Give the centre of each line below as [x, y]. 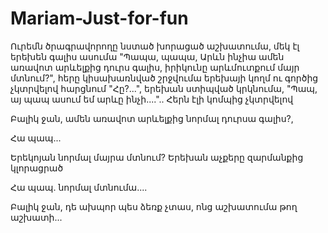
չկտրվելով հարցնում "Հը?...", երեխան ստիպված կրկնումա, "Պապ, [164, 88]
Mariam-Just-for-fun [99, 18]
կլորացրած [37, 168]
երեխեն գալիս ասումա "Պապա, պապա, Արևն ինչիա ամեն [147, 56]
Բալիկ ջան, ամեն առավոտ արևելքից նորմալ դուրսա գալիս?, [152, 118]
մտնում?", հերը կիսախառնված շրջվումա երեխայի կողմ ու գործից [164, 78]
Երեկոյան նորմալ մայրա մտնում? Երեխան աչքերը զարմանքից [157, 157]
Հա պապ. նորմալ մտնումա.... [79, 187]
